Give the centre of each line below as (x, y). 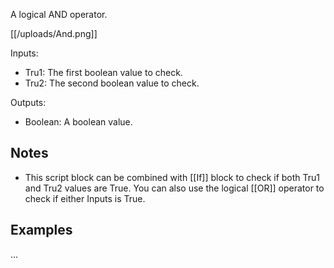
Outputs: (28, 102)
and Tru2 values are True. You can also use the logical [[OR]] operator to (174, 188)
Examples (41, 230)
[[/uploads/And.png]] (54, 33)
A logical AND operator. (59, 14)
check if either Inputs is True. (85, 198)
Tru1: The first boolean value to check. (103, 72)
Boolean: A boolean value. (78, 122)
